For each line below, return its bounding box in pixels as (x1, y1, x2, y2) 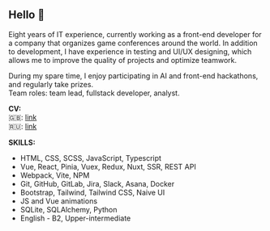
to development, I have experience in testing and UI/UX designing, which (8, 46, 252, 57)
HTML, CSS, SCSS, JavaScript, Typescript (19, 153, 162, 162)
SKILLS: (8, 137, 36, 147)
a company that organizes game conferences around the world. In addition (8, 38, 258, 48)
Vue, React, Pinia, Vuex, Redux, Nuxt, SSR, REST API (19, 162, 196, 171)
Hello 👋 (8, 8, 45, 22)
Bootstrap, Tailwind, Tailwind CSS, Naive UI (19, 187, 165, 197)
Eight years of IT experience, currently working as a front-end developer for (8, 29, 262, 39)
